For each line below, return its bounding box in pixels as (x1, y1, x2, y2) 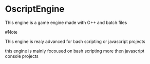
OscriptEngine (5, 3, 65, 15)
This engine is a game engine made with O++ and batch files (5, 20, 127, 25)
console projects (5, 53, 39, 59)
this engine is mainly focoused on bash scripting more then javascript (5, 48, 145, 54)
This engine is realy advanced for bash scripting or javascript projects (5, 38, 146, 44)
